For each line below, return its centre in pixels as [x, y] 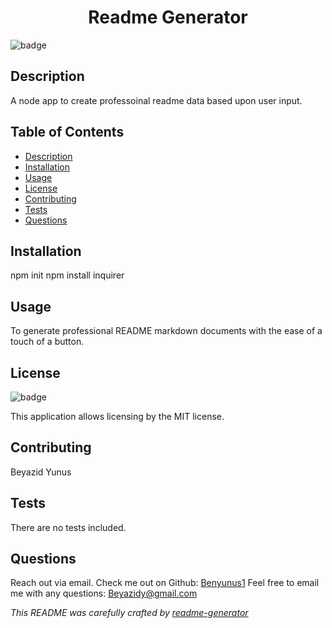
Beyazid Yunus [41, 472]
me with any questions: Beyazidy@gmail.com [104, 593]
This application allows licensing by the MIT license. [117, 416]
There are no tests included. [68, 527]
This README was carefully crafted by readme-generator [129, 613]
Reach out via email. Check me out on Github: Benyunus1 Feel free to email [165, 583]
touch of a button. [47, 342]
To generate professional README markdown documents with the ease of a [166, 331]
